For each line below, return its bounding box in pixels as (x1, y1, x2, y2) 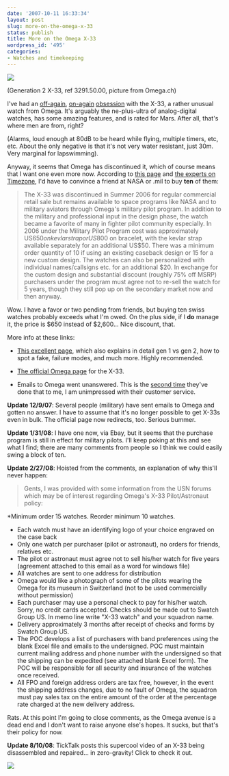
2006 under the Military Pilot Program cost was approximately (23, 227, 199, 235)
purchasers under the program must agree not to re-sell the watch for (23, 277, 221, 286)
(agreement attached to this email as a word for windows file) (16, 562, 190, 570)
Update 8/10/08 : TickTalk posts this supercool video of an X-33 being (7, 741, 205, 749)
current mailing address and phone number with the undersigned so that (16, 649, 222, 658)
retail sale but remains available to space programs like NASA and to (23, 197, 217, 205)
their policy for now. (7, 727, 64, 736)
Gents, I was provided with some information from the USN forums (23, 484, 212, 492)
